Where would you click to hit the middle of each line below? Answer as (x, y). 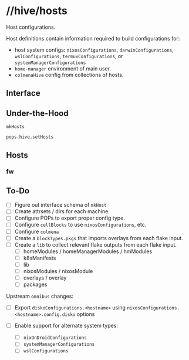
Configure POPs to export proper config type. (70, 218)
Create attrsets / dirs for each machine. (62, 211)
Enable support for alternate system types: (66, 326)
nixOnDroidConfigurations (55, 338)
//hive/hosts (37, 11)
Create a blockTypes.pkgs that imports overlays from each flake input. (99, 238)
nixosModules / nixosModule (58, 271)
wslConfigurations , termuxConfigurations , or (69, 56)
